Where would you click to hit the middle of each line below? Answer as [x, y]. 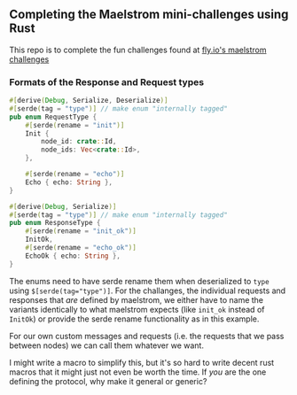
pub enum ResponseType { [55, 223]
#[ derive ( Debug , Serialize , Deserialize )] [89, 101]
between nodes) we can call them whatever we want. [106, 345]
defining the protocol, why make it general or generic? [108, 381]
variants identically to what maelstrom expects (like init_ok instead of [137, 309]
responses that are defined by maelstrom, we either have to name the [137, 299]
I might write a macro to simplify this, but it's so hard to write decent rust [142, 362]
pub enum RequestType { [53, 117]
